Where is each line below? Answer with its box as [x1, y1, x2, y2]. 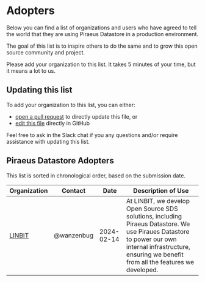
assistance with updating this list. [6, 138, 90, 145]
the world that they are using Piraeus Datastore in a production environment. [6, 30, 198, 37]
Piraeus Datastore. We [126, 220, 190, 228]
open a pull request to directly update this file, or [15, 113, 138, 120]
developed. [126, 265, 159, 274]
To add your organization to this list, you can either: [6, 101, 135, 108]
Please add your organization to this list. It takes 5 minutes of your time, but [6, 61, 196, 68]
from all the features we [126, 258, 195, 266]
